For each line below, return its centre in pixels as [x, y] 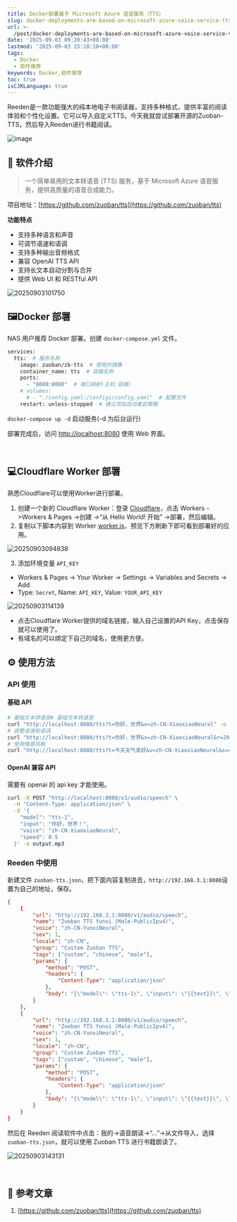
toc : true [22, 79]
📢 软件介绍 [30, 163]
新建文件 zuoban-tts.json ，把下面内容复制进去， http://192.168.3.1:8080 [115, 880]
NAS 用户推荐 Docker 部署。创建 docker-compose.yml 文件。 [94, 338]
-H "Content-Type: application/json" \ [72, 804]
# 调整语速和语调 [29, 731]
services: [22, 351]
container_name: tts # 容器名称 [67, 371]
